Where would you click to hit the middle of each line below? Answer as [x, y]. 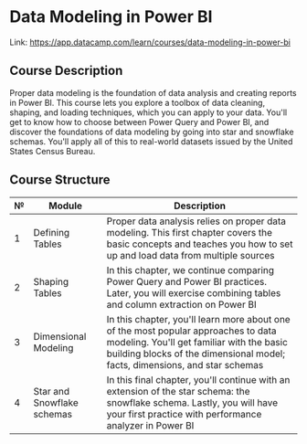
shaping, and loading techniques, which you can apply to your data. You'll [148, 112]
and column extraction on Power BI [182, 304]
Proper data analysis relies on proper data [196, 221]
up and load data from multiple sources [191, 255]
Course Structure [60, 180]
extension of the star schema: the [178, 391]
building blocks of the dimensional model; [196, 354]
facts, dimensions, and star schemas [185, 365]
